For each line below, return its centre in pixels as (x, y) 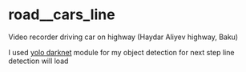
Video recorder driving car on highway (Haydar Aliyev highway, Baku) (123, 37)
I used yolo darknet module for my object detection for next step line (121, 52)
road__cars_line (62, 15)
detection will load (38, 61)
